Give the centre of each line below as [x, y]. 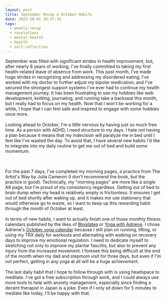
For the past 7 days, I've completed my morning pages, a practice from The [83, 171]
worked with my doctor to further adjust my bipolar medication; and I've [79, 82]
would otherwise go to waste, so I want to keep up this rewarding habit [78, 203]
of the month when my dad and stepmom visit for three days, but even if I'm [83, 256]
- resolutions [24, 33]
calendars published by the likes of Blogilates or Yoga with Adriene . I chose [83, 224]
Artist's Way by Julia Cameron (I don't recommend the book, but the [75, 176]
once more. [17, 114]
